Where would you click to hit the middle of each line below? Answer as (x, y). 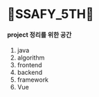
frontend (30, 65)
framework (33, 80)
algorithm (31, 58)
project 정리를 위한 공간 (39, 35)
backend (30, 73)
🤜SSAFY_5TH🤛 (51, 14)
